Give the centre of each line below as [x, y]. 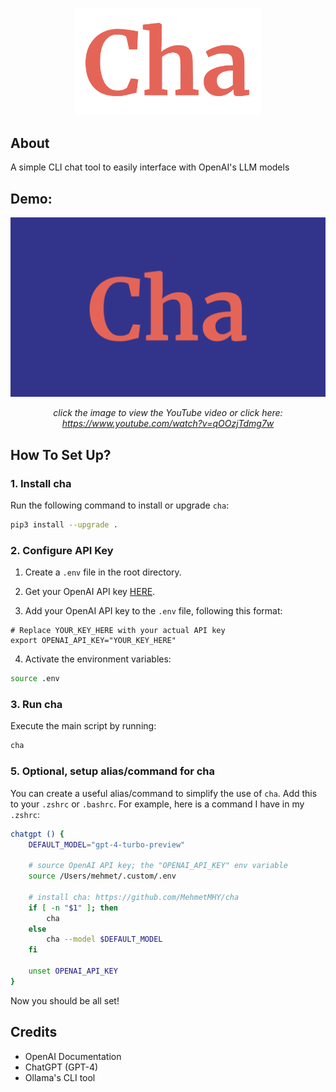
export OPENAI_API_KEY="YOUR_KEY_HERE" [93, 641]
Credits [34, 1032]
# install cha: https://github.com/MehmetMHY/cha [134, 897]
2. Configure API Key [62, 550]
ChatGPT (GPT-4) [61, 1067]
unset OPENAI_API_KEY [73, 971]
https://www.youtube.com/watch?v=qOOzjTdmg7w [168, 424]
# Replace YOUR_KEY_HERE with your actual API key [118, 631]
